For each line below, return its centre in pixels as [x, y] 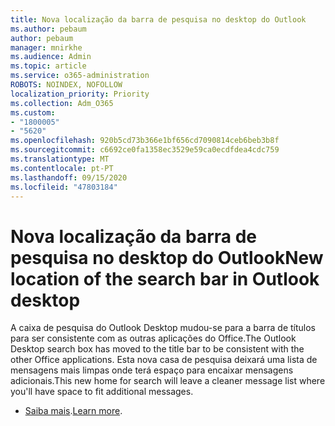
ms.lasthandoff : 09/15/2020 [69, 177]
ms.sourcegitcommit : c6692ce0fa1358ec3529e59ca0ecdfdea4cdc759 [145, 150]
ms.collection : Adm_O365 [62, 103]
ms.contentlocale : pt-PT [62, 168]
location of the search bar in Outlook [165, 278]
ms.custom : [33, 112]
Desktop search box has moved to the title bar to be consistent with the [157, 349]
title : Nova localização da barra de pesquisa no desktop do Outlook [158, 19]
